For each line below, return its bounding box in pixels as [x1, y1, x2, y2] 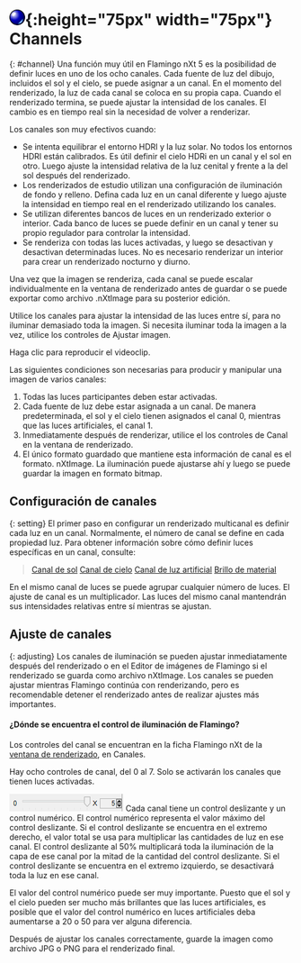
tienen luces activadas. [9, 776, 95, 786]
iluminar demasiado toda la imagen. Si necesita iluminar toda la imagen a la [9, 320, 288, 331]
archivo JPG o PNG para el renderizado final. [9, 942, 175, 954]
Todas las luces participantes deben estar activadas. [22, 391, 218, 402]
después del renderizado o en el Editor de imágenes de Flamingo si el [9, 660, 268, 671]
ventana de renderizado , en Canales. [9, 749, 146, 759]
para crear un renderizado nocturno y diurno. [22, 256, 190, 267]
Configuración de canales [9, 494, 157, 509]
